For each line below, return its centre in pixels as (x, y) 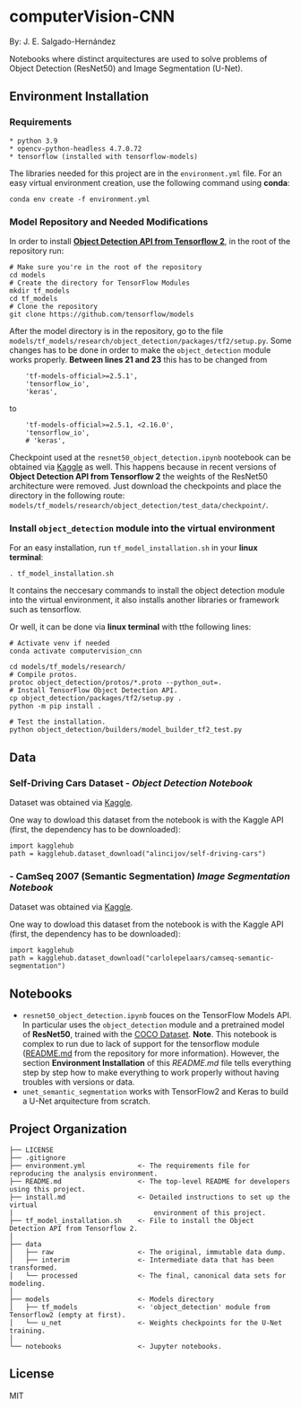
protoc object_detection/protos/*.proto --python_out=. (116, 683)
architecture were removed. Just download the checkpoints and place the (146, 486)
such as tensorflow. (46, 610)
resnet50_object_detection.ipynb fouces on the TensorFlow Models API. (157, 1016)
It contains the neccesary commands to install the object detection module (147, 591)
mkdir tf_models (39, 290)
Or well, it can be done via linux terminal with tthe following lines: (130, 627)
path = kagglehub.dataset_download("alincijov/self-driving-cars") (138, 854)
